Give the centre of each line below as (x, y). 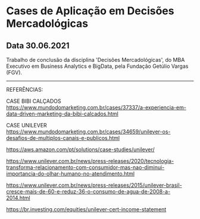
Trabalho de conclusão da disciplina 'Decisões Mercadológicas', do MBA (96, 60)
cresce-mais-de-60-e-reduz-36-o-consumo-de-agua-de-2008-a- (88, 191)
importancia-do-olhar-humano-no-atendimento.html (71, 173)
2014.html (18, 198)
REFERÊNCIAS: (25, 90)
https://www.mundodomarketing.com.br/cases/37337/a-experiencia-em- (96, 107)
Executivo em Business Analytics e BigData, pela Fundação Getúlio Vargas (97, 66)
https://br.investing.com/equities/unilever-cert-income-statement (86, 209)
